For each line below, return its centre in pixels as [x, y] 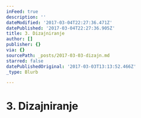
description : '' [26, 17]
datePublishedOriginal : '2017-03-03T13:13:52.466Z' [71, 66]
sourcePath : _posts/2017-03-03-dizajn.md [58, 55]
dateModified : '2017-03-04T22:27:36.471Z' [59, 22]
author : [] [20, 39]
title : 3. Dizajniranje [36, 34]
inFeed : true [22, 12]
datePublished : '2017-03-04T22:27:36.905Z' [61, 28]
